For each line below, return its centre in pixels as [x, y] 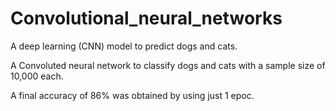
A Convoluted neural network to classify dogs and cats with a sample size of [168, 65]
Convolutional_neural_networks [146, 18]
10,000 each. [37, 76]
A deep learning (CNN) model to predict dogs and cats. [124, 46]
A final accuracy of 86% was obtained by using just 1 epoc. [132, 95]
